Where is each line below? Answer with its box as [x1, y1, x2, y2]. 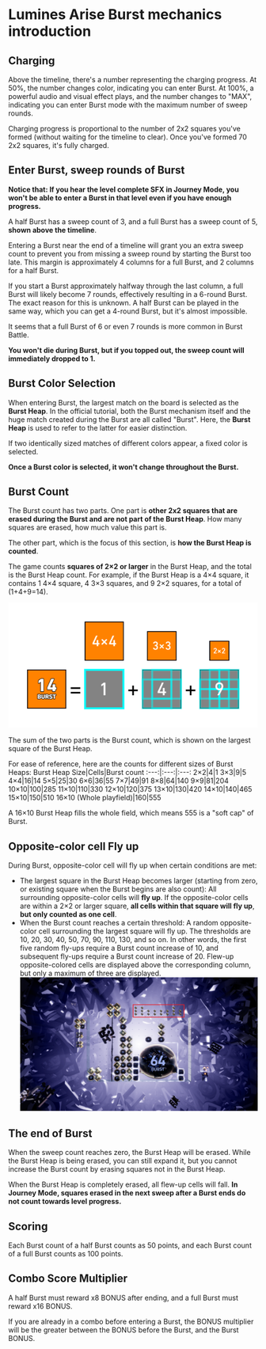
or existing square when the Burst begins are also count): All [19, 884, 217, 894]
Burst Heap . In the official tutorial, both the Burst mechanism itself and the [8, 406, 251, 416]
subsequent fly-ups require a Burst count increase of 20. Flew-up [19, 952, 234, 961]
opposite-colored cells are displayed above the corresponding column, [19, 960, 252, 970]
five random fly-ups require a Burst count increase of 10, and [19, 944, 219, 953]
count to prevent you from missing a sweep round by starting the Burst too [8, 249, 252, 258]
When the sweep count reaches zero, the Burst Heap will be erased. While [8, 1148, 251, 1157]
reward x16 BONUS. [8, 1301, 73, 1311]
